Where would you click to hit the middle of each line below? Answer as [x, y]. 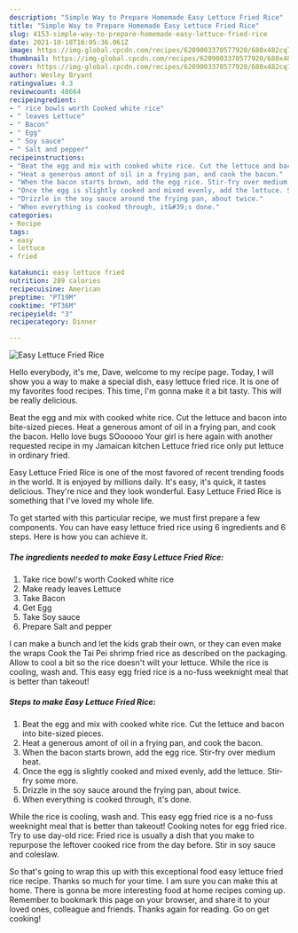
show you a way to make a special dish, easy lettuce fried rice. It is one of [144, 381]
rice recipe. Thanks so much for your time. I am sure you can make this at [143, 881]
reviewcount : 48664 [45, 91]
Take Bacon [43, 599]
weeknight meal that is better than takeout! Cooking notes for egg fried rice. [148, 827]
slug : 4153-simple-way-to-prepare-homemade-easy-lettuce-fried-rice [138, 34]
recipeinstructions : [47, 157]
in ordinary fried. [40, 455]
